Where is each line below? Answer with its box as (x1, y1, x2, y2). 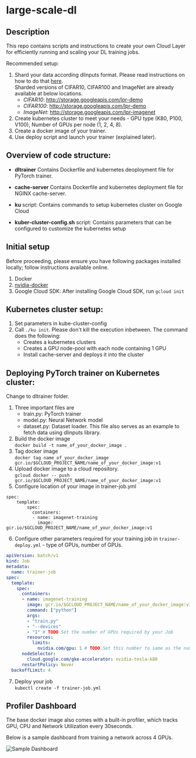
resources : (27, 634, 54, 640)
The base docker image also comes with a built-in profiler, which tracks (6, 716, 178, 723)
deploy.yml (14, 542, 41, 548)
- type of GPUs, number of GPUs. (42, 541, 123, 548)
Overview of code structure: (6, 151, 111, 161)
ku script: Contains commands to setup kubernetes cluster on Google (14, 201, 183, 208)
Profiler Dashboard (6, 701, 77, 711)
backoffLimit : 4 (11, 667, 51, 673)
